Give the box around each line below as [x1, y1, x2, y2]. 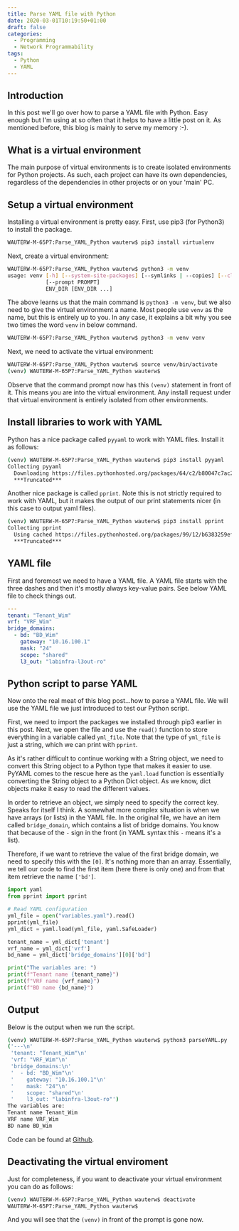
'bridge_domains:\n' [10, 1063, 72, 1070]
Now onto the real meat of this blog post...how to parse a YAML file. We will [7, 697, 229, 705]
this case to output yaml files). [7, 504, 96, 512]
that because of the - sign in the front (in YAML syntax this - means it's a [7, 829, 221, 837]
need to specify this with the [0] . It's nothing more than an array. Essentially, [7, 857, 232, 866]
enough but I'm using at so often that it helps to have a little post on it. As [7, 116, 222, 124]
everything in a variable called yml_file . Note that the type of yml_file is [7, 733, 221, 741]
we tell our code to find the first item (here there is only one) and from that [7, 865, 225, 873]
